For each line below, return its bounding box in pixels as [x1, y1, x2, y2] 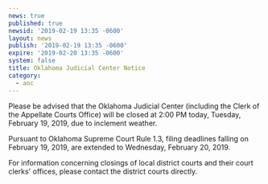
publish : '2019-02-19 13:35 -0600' [8, 42, 128, 50]
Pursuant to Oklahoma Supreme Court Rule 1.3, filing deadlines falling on [8, 133, 249, 143]
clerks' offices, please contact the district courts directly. [8, 166, 198, 176]
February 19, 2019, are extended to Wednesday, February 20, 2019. [8, 142, 231, 152]
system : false [8, 57, 56, 65]
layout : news [8, 34, 52, 43]
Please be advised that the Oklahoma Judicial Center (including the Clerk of [8, 101, 260, 111]
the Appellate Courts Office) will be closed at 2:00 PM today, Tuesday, [8, 109, 241, 119]
